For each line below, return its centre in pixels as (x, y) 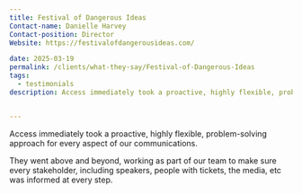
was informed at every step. (61, 180)
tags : (19, 76)
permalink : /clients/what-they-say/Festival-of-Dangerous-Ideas (132, 67)
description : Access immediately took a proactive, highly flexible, (142, 92)
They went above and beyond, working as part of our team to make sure (143, 160)
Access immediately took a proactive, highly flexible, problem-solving (138, 133)
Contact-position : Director (62, 34)
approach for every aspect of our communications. (103, 143)
